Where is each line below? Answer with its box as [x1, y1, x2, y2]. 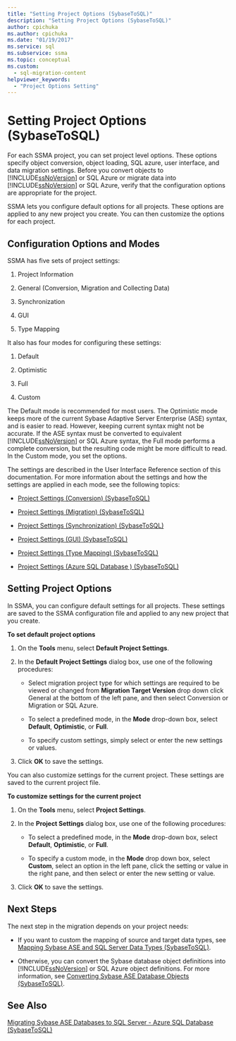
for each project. [7, 217, 56, 226]
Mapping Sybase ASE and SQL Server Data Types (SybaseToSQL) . [17, 943, 211, 951]
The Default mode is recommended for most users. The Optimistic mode [7, 407, 218, 415]
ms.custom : [7, 63, 39, 70]
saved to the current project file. [7, 778, 101, 786]
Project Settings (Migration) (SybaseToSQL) [17, 508, 144, 516]
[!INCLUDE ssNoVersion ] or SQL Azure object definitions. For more [17, 964, 210, 973]
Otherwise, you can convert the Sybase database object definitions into [17, 956, 226, 965]
